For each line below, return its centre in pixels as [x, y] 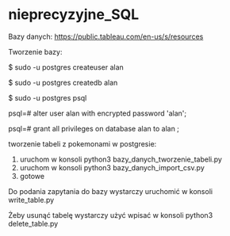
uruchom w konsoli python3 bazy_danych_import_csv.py [112, 167]
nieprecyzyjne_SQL [74, 15]
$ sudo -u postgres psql [48, 97]
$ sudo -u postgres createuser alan [66, 67]
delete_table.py [33, 223]
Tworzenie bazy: [35, 51]
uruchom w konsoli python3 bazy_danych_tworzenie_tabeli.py [121, 159]
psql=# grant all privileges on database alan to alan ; [94, 128]
